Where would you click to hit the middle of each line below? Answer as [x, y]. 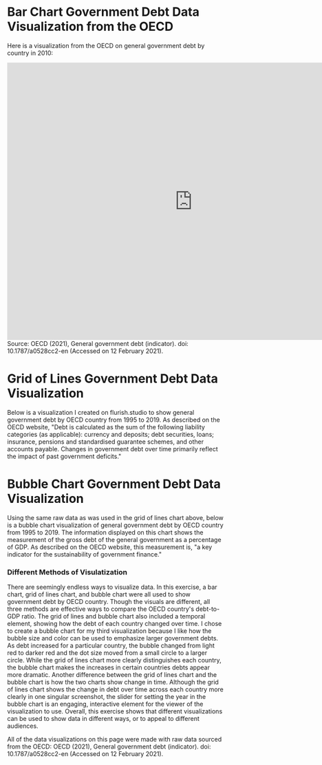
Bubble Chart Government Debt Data [114, 484]
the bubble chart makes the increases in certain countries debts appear [108, 667]
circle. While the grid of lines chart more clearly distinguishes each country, [114, 660]
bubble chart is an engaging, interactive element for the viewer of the [105, 704]
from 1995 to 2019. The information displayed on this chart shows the [105, 532]
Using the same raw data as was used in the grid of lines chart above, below [115, 517]
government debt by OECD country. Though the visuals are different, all [109, 602]
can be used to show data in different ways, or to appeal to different [103, 719]
